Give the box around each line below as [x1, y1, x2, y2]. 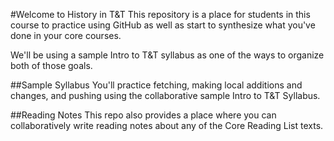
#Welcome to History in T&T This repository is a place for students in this [10, 9, 311, 20]
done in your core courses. [10, 30, 122, 41]
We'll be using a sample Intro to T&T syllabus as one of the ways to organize [10, 49, 325, 61]
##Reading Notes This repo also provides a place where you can [10, 109, 277, 121]
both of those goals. [10, 60, 93, 71]
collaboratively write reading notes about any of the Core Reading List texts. [10, 120, 324, 131]
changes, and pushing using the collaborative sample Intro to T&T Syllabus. [10, 90, 321, 101]
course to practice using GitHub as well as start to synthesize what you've [10, 19, 316, 31]
